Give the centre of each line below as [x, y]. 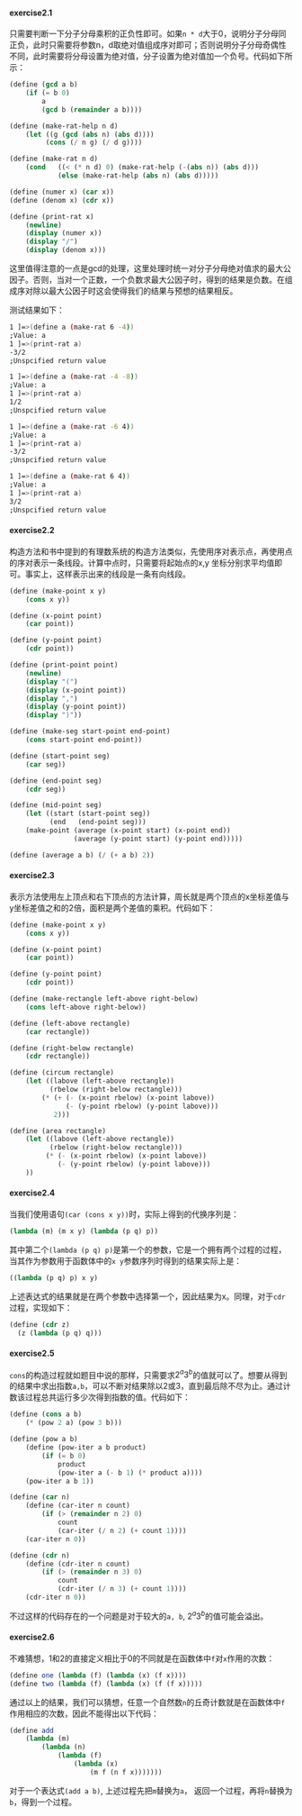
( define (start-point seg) [60, 756]
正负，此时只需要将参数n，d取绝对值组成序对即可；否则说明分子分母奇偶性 [148, 45]
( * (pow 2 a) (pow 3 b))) [74, 1423]
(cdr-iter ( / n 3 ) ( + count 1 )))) [122, 1589]
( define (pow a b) [44, 1439]
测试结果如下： [37, 310]
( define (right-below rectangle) [72, 1048]
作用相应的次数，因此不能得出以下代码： [84, 1713]
